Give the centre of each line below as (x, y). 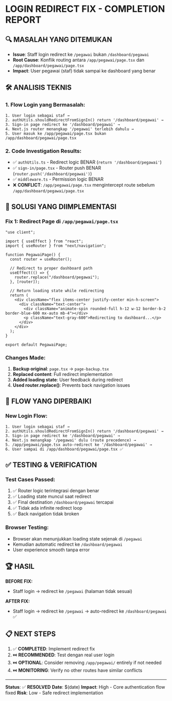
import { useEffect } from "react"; (44, 241)
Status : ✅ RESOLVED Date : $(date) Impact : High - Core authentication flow (85, 687)
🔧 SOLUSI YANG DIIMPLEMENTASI (61, 207)
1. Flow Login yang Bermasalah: (45, 105)
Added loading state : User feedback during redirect (68, 380)
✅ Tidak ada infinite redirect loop (48, 508)
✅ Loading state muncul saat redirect (52, 496)
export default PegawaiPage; (36, 345)
